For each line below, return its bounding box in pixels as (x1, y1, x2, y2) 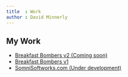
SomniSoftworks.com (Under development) (14, 65, 122, 72)
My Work (6, 36, 41, 46)
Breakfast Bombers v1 (14, 58, 69, 65)
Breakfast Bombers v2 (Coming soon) (14, 52, 108, 59)
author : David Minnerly (6, 14, 68, 20)
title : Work (6, 8, 42, 15)
